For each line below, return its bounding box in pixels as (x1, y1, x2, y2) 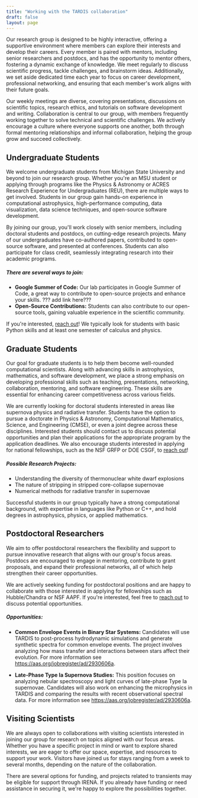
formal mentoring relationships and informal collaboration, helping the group (6, 129, 192, 136)
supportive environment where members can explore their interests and (6, 42, 181, 49)
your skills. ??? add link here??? (14, 297, 92, 304)
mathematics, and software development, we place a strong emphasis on (6, 372, 184, 379)
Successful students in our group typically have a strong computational (6, 498, 180, 506)
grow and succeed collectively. (6, 136, 82, 143)
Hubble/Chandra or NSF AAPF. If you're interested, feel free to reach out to (6, 593, 189, 601)
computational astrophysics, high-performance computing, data (6, 199, 163, 207)
